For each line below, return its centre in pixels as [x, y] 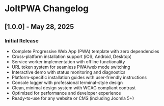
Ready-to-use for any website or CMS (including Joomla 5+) [73, 98]
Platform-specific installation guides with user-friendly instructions [79, 77]
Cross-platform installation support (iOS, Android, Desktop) [72, 56]
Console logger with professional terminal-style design [67, 82]
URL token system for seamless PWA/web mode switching [71, 67]
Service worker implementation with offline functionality [68, 61]
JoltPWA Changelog [47, 9]
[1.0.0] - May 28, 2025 [39, 27]
